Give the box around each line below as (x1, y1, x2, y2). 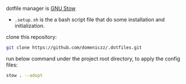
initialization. (14, 23, 45, 29)
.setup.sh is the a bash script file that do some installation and (14, 16, 165, 23)
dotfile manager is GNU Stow (6, 5, 76, 12)
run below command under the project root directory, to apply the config (6, 55, 181, 62)
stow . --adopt (6, 72, 43, 78)
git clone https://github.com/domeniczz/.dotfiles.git (6, 45, 142, 50)
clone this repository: (6, 34, 57, 40)
